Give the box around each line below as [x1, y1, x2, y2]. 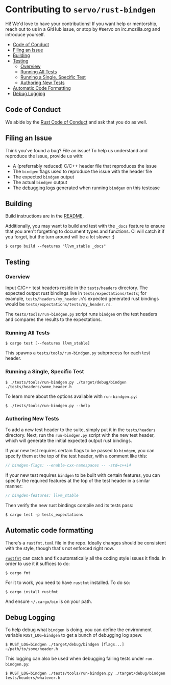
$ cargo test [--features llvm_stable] [5, 341, 90, 346]
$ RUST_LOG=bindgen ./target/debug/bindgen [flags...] [5, 642, 125, 647]
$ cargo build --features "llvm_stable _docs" [5, 244, 106, 249]
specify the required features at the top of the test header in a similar [5, 477, 151, 483]
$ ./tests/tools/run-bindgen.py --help [5, 403, 90, 408]
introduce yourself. [5, 31, 45, 37]
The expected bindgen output [12, 173, 75, 180]
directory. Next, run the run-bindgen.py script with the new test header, [5, 432, 155, 438]
